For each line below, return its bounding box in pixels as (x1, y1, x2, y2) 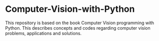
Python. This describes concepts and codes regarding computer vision (5, 25, 151, 31)
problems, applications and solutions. (5, 30, 82, 36)
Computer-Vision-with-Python (5, 3, 135, 15)
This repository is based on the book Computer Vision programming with (5, 20, 155, 26)
